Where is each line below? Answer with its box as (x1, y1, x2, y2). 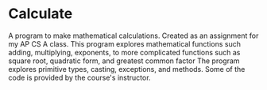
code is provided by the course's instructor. (8, 73, 151, 82)
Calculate (8, 5, 73, 23)
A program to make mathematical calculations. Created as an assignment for (8, 31, 259, 40)
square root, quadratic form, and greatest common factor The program (8, 56, 240, 66)
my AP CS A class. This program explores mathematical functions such (8, 39, 241, 48)
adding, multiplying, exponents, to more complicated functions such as (8, 47, 241, 57)
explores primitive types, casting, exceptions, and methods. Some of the (8, 64, 246, 73)
